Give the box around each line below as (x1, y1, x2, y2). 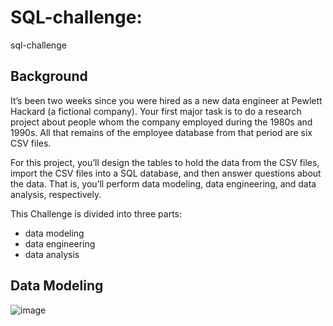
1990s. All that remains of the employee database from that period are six (10, 126, 313, 138)
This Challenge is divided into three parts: (10, 207, 183, 220)
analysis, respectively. (10, 188, 102, 200)
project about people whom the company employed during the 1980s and (10, 116, 313, 128)
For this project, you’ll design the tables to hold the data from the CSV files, (10, 156, 320, 168)
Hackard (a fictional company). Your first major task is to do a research (10, 105, 302, 117)
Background (10, 68, 88, 85)
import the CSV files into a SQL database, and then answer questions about (10, 167, 322, 179)
